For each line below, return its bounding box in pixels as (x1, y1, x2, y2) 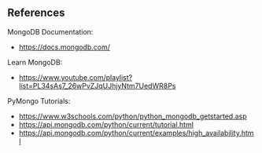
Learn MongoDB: (7, 57, 63, 67)
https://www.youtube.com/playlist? (18, 72, 133, 82)
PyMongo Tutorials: (7, 96, 71, 105)
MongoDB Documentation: (7, 27, 94, 36)
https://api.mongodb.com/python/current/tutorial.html (18, 119, 194, 129)
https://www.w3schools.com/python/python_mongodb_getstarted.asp (18, 111, 247, 121)
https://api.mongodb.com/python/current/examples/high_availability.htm (18, 128, 254, 137)
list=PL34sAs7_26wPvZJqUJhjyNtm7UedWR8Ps (18, 81, 176, 90)
